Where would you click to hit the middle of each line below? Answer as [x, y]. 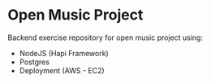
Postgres [34, 62]
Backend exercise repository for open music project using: [105, 37]
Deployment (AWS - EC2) [62, 70]
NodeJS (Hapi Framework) [64, 53]
